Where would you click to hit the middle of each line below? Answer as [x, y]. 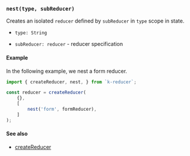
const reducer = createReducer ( [46, 93]
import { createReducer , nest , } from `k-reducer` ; [71, 82]
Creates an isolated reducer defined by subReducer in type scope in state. [95, 21]
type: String [31, 33]
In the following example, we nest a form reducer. [67, 71]
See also [17, 134]
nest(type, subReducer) [41, 9]
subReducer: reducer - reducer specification [69, 44]
